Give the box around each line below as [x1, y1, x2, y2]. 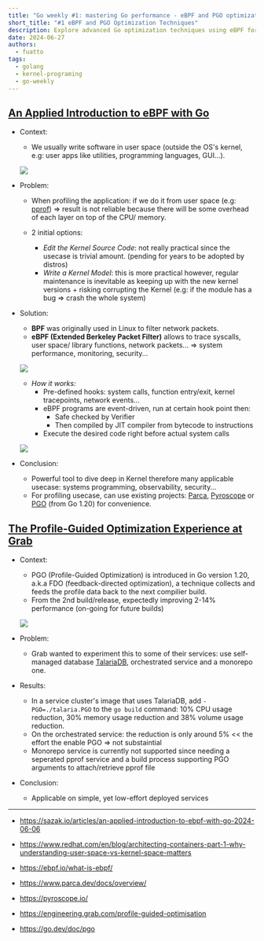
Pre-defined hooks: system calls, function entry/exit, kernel [42, 387, 236, 397]
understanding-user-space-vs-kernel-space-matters [19, 848, 192, 858]
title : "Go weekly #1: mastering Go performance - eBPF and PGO [8, 11, 223, 20]
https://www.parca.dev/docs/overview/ [19, 878, 147, 888]
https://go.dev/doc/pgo [19, 924, 96, 934]
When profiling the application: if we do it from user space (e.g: [31, 196, 236, 205]
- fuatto [15, 48, 44, 56]
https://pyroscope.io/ [19, 894, 89, 903]
